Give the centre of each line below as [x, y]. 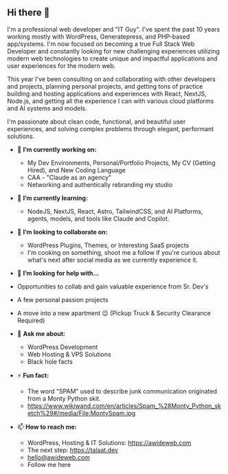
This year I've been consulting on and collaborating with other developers [112, 79]
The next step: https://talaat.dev [73, 450]
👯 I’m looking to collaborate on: [62, 232]
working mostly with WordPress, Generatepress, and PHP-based [99, 36]
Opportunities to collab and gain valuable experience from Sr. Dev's [113, 286]
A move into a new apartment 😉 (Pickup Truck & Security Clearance [114, 313]
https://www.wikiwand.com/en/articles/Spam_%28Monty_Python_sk [124, 405]
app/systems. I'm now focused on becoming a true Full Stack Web [101, 44]
